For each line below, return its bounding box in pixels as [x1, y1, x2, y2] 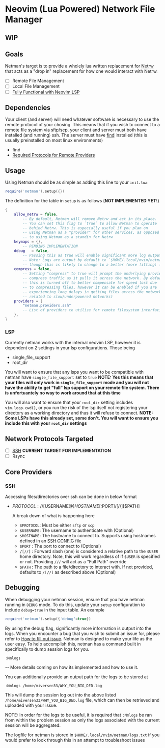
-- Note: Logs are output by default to [23, 257, 107, 262]
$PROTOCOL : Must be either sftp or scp [19, 522, 95, 528]
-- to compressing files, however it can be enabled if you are [23, 285, 157, 290]
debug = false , [14, 248, 50, 253]
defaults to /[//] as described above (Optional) [19, 569, 116, 575]
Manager [5, 14, 43, 25]
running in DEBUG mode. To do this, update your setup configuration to [5, 602, 145, 608]
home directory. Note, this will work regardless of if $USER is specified [19, 554, 160, 559]
